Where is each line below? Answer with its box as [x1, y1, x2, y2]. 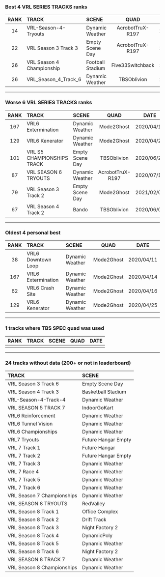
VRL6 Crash [27, 284, 55, 291]
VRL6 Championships [7, 429, 57, 435]
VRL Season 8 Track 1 [7, 508, 59, 515]
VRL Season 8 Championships [7, 564, 78, 571]
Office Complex [82, 508, 118, 515]
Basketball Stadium [82, 388, 127, 395]
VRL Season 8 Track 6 [7, 548, 59, 555]
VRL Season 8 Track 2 [7, 516, 59, 523]
